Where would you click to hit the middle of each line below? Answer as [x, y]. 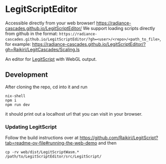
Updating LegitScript [31, 127]
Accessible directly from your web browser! [50, 23]
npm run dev [17, 105]
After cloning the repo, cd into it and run [46, 87]
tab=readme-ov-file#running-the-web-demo [51, 143]
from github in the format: [32, 33]
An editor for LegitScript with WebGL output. [51, 59]
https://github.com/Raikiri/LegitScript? [119, 138]
